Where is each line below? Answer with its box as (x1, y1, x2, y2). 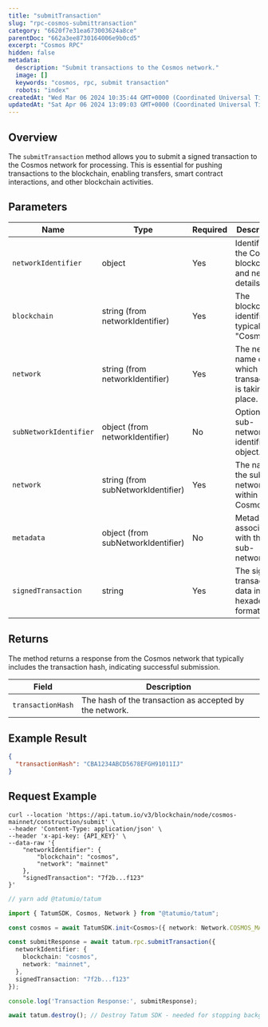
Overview (8, 130, 58, 144)
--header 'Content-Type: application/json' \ (8, 825, 162, 833)
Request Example (8, 790, 97, 803)
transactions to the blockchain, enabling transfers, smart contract (8, 169, 223, 178)
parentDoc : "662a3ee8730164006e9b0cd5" (8, 34, 141, 42)
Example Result (8, 731, 88, 745)
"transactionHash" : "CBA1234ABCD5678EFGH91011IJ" (15, 760, 183, 768)
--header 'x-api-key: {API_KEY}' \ (8, 832, 127, 840)
